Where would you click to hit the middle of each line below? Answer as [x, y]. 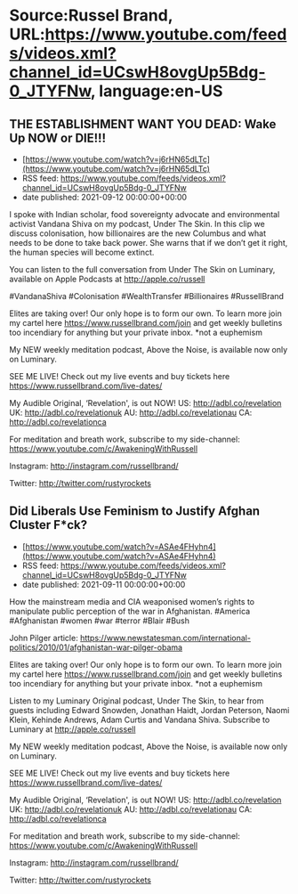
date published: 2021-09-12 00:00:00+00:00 [105, 197]
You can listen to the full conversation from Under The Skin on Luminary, [142, 269]
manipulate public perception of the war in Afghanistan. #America [130, 611]
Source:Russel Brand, [91, 16]
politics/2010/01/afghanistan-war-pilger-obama [96, 647]
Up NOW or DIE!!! [58, 138]
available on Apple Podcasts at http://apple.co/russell [107, 279]
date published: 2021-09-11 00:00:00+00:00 [104, 584]
